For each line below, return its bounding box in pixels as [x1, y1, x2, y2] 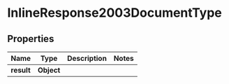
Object [37, 65, 61, 75]
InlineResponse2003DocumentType [7, 5, 222, 21]
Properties [7, 33, 54, 45]
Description [67, 54, 107, 63]
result [10, 65, 31, 75]
